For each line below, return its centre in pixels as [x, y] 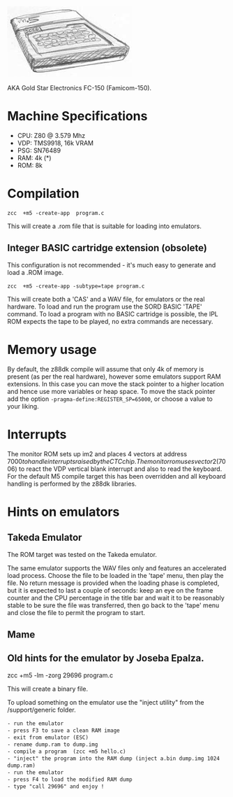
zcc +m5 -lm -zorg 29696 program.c [60, 675]
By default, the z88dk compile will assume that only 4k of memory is [106, 369]
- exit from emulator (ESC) [48, 738]
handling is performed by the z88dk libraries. [72, 484]
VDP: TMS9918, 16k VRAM [55, 143]
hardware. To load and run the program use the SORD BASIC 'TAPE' [105, 306]
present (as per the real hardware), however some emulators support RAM [114, 376]
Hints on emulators [63, 512]
